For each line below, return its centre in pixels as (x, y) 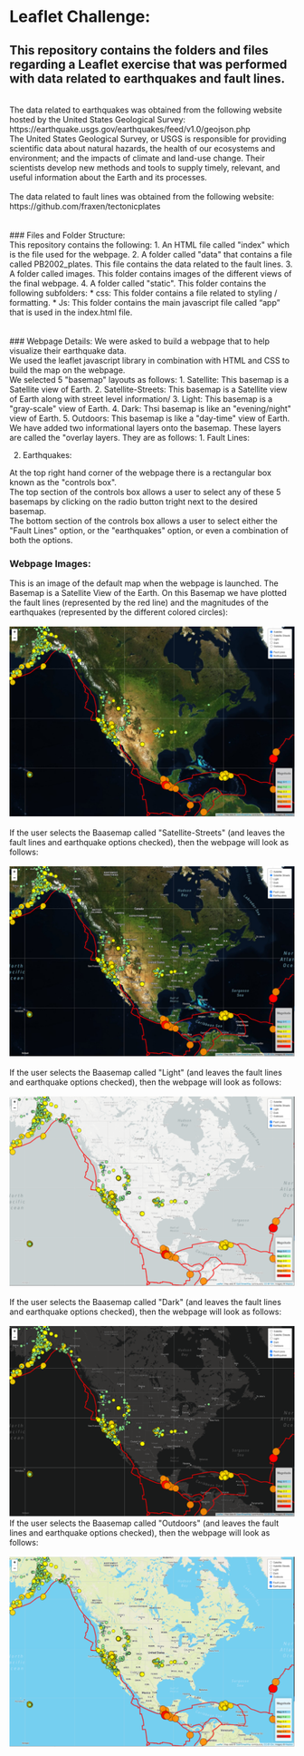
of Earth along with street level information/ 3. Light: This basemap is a (141, 399)
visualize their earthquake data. (68, 351)
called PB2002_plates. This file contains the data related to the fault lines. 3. (151, 264)
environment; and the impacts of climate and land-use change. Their (137, 158)
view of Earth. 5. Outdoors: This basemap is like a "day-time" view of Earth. (150, 418)
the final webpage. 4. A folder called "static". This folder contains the (138, 283)
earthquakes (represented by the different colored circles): (119, 612)
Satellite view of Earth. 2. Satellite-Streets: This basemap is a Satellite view (148, 389)
